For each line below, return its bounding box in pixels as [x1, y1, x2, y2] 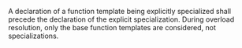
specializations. [8, 31, 59, 40]
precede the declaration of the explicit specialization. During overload [8, 15, 235, 24]
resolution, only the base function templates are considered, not [8, 23, 217, 32]
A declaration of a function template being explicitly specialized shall [8, 7, 231, 15]
